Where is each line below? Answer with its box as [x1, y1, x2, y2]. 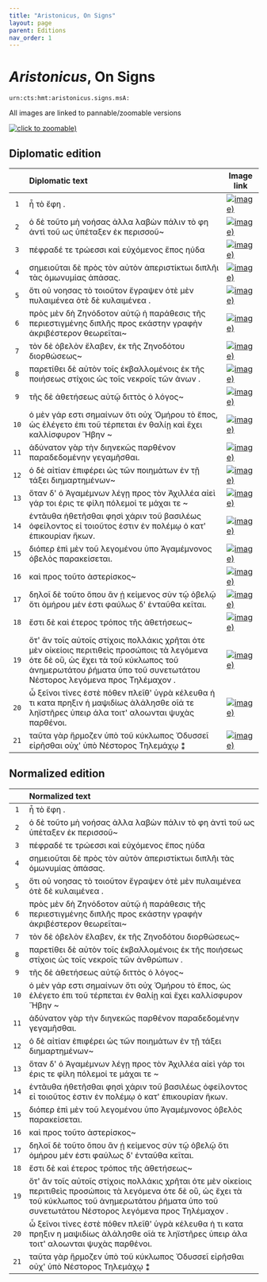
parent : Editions [9, 26, 67, 34]
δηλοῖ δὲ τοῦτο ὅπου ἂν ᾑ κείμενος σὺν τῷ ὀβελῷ [29, 589, 216, 600]
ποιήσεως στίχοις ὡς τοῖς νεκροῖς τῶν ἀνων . [29, 374, 201, 384]
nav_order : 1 [9, 33, 52, 42]
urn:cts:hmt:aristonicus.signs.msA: [9, 95, 130, 103]
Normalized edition [9, 767, 105, 780]
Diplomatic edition [9, 146, 101, 160]
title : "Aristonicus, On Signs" [9, 11, 116, 20]
